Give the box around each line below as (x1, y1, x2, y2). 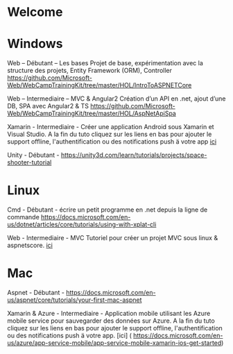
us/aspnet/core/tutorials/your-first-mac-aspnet (7, 296, 142, 304)
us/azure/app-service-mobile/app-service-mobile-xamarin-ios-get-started (7, 339, 222, 347)
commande (7, 213, 40, 221)
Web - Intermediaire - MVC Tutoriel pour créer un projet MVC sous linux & (7, 234, 218, 242)
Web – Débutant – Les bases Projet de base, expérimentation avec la (7, 59, 203, 67)
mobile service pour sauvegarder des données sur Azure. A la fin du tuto (7, 317, 215, 325)
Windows (7, 36, 63, 52)
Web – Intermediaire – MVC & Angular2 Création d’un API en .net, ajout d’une (7, 94, 226, 103)
